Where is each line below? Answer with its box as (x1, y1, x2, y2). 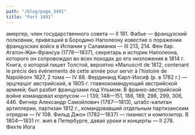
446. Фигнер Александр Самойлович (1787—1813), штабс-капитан (6, 98, 172, 105)
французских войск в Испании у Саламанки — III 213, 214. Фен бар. (6, 42, 175, 50)
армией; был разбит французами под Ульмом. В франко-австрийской (6, 86, 182, 93)
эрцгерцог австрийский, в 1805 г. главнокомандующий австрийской (6, 79, 177, 86)
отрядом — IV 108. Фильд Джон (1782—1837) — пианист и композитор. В (6, 110, 189, 117)
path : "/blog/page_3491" (6, 8, 67, 15)
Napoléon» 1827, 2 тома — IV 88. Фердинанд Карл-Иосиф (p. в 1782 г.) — (6, 74, 187, 81)
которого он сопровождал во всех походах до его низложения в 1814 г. (6, 55, 185, 62)
